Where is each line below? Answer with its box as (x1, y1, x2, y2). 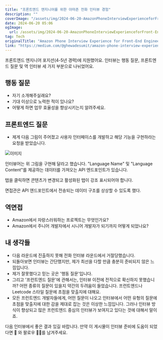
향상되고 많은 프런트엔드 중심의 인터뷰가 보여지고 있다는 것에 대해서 (21, 307, 148, 313)
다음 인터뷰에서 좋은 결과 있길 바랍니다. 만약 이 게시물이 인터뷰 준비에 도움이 (5, 323, 149, 329)
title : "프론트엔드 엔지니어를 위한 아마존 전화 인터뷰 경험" (5, 7, 111, 12)
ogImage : (5, 25, 23, 30)
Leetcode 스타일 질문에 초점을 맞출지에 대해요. (12, 289, 101, 294)
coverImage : (5, 16, 29, 21)
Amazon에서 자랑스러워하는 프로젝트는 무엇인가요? (12, 217, 109, 223)
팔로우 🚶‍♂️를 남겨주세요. (23, 329, 68, 335)
